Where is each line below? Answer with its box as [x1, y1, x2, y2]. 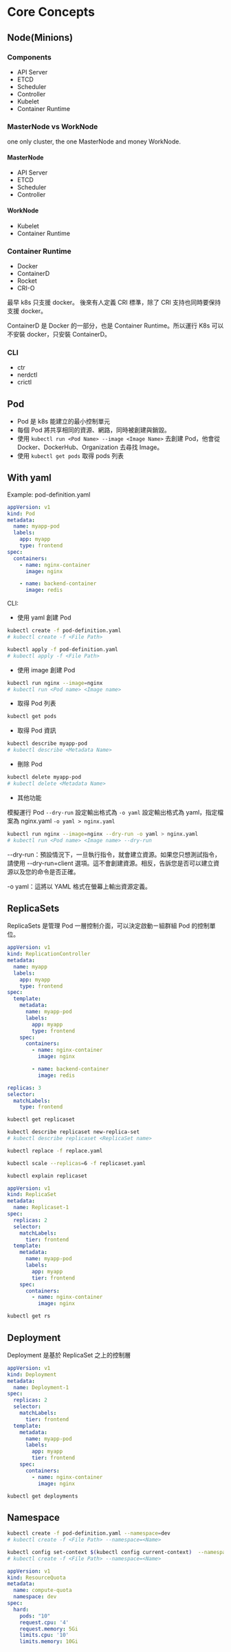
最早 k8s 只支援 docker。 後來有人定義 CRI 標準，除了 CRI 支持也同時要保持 [7, 298, 221, 306]
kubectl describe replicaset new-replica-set [7, 1128, 140, 1135]
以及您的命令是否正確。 [12, 867, 80, 876]
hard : [13, 1606, 30, 1613]
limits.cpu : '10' [19, 1632, 69, 1639]
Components [7, 52, 52, 62]
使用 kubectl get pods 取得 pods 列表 [16, 451, 124, 459]
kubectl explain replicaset [7, 1172, 88, 1180]
